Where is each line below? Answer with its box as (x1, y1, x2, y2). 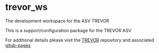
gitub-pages (5, 42, 31, 48)
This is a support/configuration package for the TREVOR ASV (5, 27, 132, 33)
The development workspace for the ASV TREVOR (5, 18, 109, 24)
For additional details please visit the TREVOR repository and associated (5, 37, 154, 43)
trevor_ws (5, 1, 48, 13)
